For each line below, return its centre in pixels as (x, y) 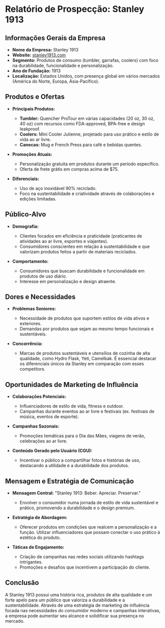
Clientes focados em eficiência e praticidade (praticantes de (81, 236)
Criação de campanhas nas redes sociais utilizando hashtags (82, 557)
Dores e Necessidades (40, 297)
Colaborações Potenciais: (39, 396)
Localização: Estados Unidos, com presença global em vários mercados (86, 76)
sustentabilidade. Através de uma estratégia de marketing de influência (77, 605)
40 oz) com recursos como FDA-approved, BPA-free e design (82, 123)
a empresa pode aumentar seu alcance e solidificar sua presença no (75, 616)
